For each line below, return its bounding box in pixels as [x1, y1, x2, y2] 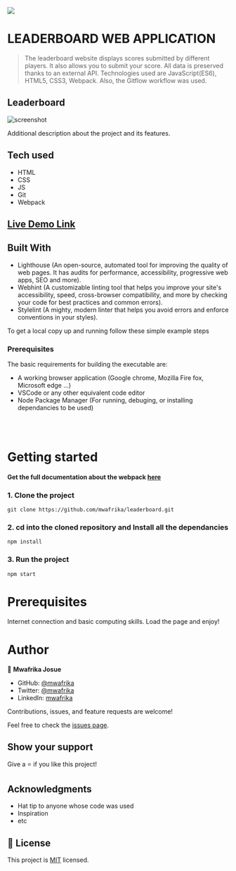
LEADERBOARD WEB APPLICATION [7, 31, 216, 47]
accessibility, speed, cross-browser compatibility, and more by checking [17, 290, 228, 299]
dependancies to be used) [17, 404, 94, 412]
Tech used [7, 150, 54, 162]
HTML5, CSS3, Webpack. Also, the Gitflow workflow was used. [24, 76, 207, 84]
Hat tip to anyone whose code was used [17, 801, 134, 811]
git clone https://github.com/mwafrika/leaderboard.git [7, 506, 174, 513]
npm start [7, 570, 37, 577]
